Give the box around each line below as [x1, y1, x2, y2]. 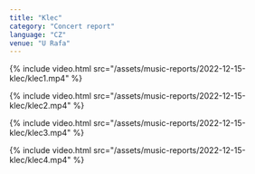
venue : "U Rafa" [9, 38, 71, 48]
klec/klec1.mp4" [9, 73, 70, 84]
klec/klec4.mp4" [9, 155, 71, 166]
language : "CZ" [9, 30, 67, 39]
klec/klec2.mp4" [9, 101, 71, 111]
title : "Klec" [9, 13, 63, 23]
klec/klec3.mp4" [9, 128, 71, 139]
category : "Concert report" [9, 22, 116, 31]
